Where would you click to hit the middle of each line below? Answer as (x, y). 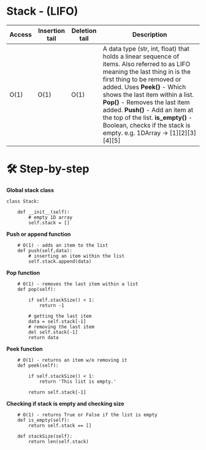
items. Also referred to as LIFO (147, 64)
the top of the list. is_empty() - (148, 118)
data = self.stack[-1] (57, 321)
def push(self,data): (45, 250)
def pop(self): (37, 289)
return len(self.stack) (59, 441)
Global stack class (30, 190)
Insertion (51, 31)
